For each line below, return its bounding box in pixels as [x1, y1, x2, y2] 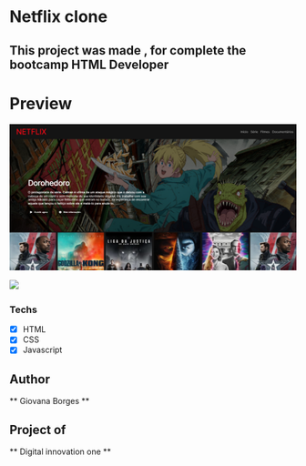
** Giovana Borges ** [9, 396, 90, 407]
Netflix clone [9, 6, 107, 27]
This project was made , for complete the [9, 43, 247, 58]
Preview [9, 93, 73, 114]
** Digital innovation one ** [9, 446, 112, 457]
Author [9, 371, 50, 387]
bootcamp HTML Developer [9, 56, 169, 72]
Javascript [22, 344, 63, 356]
